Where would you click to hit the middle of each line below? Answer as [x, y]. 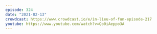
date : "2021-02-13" [26, 14]
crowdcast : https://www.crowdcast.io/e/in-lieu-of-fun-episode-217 [79, 19]
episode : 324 [19, 10]
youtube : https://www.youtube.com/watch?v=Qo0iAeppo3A [65, 24]
